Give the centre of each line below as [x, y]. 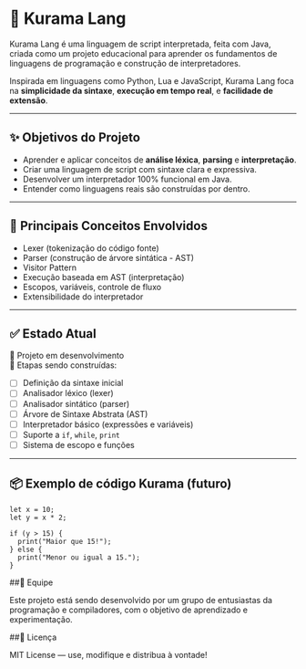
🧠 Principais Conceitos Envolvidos [108, 226]
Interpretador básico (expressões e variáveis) [108, 424]
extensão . [29, 100]
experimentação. [41, 619]
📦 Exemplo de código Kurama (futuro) [121, 484]
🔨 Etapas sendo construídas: [63, 365]
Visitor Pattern [50, 267]
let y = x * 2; [38, 517]
